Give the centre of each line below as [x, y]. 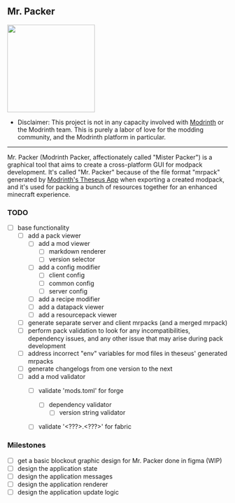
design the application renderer [63, 484]
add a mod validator [57, 377]
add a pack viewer [55, 236]
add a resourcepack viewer [78, 315]
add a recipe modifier [69, 299]
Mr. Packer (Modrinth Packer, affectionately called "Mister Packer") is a [110, 157]
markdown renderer [77, 251]
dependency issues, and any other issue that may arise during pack [126, 338]
